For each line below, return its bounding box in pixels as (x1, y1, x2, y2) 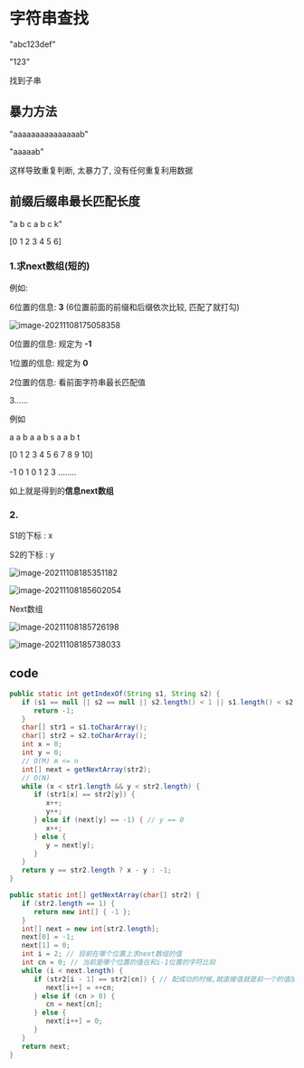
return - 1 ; (33, 706, 75, 715)
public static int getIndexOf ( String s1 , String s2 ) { (9, 689, 221, 698)
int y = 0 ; (21, 748, 63, 758)
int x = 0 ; (21, 740, 63, 749)
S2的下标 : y (9, 549, 55, 561)
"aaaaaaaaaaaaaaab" (9, 128, 89, 139)
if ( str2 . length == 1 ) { (21, 899, 116, 908)
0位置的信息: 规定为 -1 (9, 338, 92, 349)
